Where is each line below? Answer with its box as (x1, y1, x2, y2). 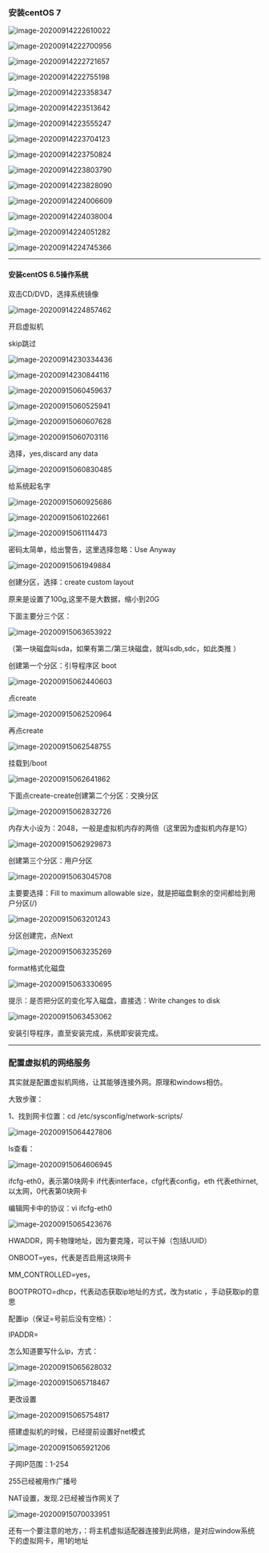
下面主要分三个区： (8, 610, 72, 621)
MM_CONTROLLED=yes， (8, 1270, 94, 1279)
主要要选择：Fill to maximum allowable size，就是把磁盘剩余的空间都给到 (8, 888, 249, 898)
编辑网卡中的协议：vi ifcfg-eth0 (8, 1203, 113, 1213)
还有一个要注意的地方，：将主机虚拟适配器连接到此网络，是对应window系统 (8, 1526, 255, 1535)
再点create (8, 726, 44, 735)
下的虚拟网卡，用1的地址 (8, 1535, 89, 1545)
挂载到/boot (8, 758, 47, 767)
